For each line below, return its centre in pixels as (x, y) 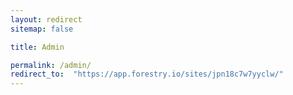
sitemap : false (42, 29)
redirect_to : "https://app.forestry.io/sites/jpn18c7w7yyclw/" (147, 74)
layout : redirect (46, 19)
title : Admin (37, 47)
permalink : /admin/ (51, 65)
